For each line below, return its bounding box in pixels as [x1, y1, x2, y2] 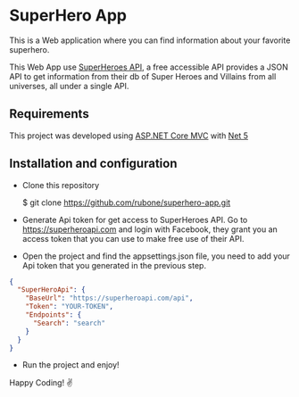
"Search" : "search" [32, 318, 105, 327]
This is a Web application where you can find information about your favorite [9, 35, 291, 45]
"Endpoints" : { [25, 310, 82, 319]
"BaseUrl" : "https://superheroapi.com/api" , [25, 294, 194, 303]
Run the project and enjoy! [21, 360, 120, 370]
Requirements [9, 106, 89, 121]
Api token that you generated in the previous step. [21, 260, 207, 270]
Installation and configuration [9, 156, 178, 171]
